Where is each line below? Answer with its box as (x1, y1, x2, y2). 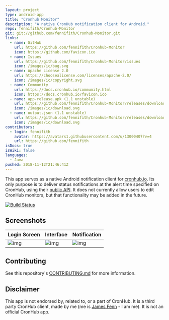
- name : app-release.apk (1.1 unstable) (10, 96, 96, 101)
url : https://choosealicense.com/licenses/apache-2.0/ (14, 73, 132, 78)
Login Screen (8, 231, 40, 238)
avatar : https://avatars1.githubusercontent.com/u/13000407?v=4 (14, 134, 152, 139)
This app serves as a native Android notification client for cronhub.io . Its (5, 176, 155, 182)
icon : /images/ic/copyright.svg (14, 78, 82, 83)
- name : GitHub (10, 40, 42, 45)
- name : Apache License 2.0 (10, 69, 69, 74)
